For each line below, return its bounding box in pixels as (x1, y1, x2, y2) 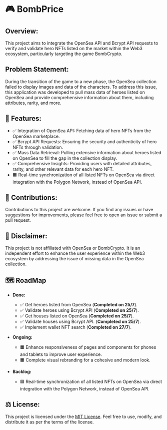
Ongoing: (12, 334, 32, 340)
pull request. (5, 217, 31, 223)
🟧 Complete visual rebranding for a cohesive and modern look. (19, 357, 151, 363)
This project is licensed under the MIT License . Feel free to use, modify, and (5, 413, 162, 419)
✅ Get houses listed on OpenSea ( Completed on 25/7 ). (19, 313, 134, 319)
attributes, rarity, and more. (5, 100, 61, 106)
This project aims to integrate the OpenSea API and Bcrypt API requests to (5, 40, 158, 46)
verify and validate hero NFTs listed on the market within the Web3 (5, 46, 142, 51)
